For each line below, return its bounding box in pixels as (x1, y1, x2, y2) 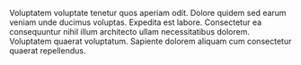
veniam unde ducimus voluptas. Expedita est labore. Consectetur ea (9, 17, 262, 28)
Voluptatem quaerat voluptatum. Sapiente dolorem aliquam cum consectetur (9, 36, 292, 46)
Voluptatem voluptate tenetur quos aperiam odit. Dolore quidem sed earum (9, 8, 287, 18)
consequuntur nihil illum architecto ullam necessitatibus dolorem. (9, 27, 250, 37)
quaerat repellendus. (9, 45, 86, 56)
